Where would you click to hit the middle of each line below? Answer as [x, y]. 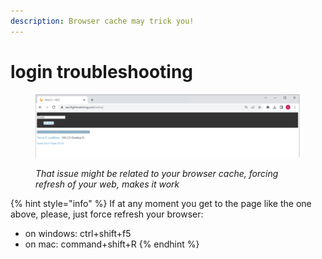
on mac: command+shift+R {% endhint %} [112, 244]
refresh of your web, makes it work [107, 184]
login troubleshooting [102, 71]
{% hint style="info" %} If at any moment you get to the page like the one [161, 203]
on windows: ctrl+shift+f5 [78, 233]
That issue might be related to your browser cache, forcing [157, 173]
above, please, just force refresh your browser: [107, 214]
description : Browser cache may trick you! [102, 21]
